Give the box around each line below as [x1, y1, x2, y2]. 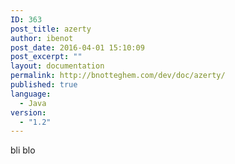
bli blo [10, 144, 36, 156]
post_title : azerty [10, 24, 92, 34]
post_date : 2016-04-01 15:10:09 [10, 42, 145, 53]
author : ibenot [10, 33, 74, 43]
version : [10, 107, 47, 118]
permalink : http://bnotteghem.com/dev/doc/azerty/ [10, 71, 226, 81]
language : [10, 89, 52, 99]
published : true [10, 80, 78, 90]
